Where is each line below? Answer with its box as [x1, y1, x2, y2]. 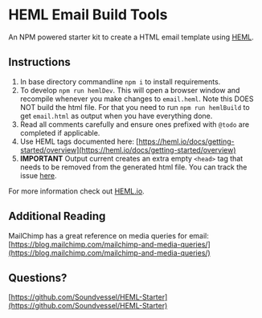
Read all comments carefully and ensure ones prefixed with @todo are [19, 119, 250, 129]
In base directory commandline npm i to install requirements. [19, 76, 221, 86]
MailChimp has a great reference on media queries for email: [8, 230, 209, 240]
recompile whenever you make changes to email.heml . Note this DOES [19, 94, 255, 104]
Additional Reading [8, 210, 106, 223]
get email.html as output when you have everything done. [19, 111, 213, 120]
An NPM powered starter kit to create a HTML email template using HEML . [8, 32, 255, 42]
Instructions [8, 55, 71, 69]
